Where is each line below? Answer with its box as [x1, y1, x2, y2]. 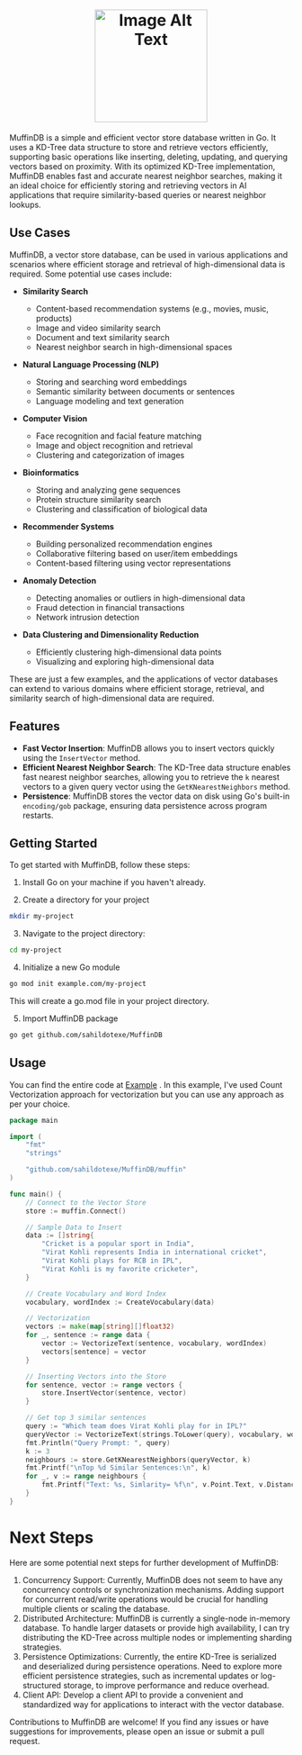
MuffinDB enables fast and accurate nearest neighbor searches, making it [9, 170, 283, 181]
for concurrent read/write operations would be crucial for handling [22, 1594, 268, 1605]
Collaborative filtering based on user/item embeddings [35, 547, 238, 558]
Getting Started [9, 836, 98, 851]
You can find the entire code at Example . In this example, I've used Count [9, 1079, 283, 1090]
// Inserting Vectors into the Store [25, 1371, 167, 1381]
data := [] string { [25, 1231, 94, 1240]
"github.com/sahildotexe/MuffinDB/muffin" [25, 1165, 187, 1174]
